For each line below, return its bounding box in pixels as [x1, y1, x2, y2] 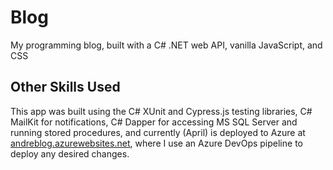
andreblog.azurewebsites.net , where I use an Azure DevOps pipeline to [10, 137, 303, 149]
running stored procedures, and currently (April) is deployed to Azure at [10, 126, 306, 138]
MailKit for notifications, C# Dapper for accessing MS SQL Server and [10, 116, 298, 128]
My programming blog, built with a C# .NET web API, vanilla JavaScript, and [10, 39, 323, 51]
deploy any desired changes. [10, 147, 130, 160]
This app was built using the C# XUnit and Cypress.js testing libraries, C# [10, 105, 313, 117]
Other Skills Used [10, 79, 121, 96]
